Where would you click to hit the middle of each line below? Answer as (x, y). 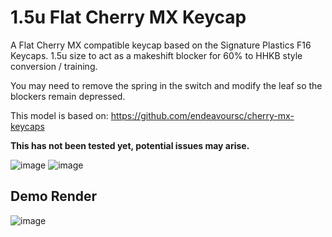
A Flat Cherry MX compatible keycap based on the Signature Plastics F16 (161, 45)
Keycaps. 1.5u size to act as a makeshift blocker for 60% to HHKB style (156, 55)
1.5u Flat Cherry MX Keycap (128, 17)
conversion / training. (54, 66)
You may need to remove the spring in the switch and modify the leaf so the (166, 85)
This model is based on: (59, 115)
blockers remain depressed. (68, 96)
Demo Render (54, 196)
